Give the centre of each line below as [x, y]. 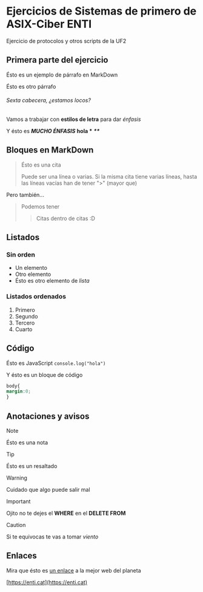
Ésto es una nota [27, 442]
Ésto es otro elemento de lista [52, 281]
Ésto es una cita [41, 165]
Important [18, 501]
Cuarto [24, 329]
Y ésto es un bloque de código [45, 374]
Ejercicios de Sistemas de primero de [101, 11]
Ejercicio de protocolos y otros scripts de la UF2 [66, 41]
